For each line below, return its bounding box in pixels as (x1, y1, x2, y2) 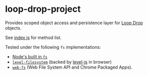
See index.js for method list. (5, 35, 62, 40)
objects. (5, 25, 22, 31)
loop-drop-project (5, 3, 81, 15)
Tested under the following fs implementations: (5, 44, 101, 50)
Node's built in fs (12, 53, 48, 60)
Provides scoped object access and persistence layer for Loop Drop (5, 20, 143, 26)
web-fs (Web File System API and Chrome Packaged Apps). (12, 64, 133, 70)
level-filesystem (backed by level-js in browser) (12, 59, 112, 65)
